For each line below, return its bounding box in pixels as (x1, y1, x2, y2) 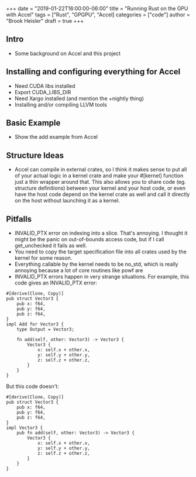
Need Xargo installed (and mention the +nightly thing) (14, 95, 145, 102)
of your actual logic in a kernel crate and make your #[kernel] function (14, 172, 184, 179)
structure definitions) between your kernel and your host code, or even (14, 184, 186, 192)
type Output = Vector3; (16, 327, 75, 332)
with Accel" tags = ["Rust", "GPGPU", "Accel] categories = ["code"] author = (6, 11, 190, 18)
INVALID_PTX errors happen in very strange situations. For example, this (14, 273, 190, 280)
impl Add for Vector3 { (6, 321, 64, 327)
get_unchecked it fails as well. (14, 242, 87, 249)
